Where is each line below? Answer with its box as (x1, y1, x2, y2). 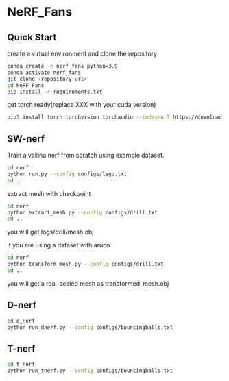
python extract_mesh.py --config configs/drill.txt (7, 209, 158, 216)
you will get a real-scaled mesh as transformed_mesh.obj (7, 279, 169, 288)
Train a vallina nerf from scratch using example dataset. (7, 151, 165, 160)
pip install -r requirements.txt (7, 88, 103, 95)
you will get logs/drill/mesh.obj (7, 228, 94, 236)
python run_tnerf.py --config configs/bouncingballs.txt (7, 367, 173, 374)
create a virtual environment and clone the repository (7, 49, 158, 58)
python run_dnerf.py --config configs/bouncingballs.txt (7, 323, 173, 331)
